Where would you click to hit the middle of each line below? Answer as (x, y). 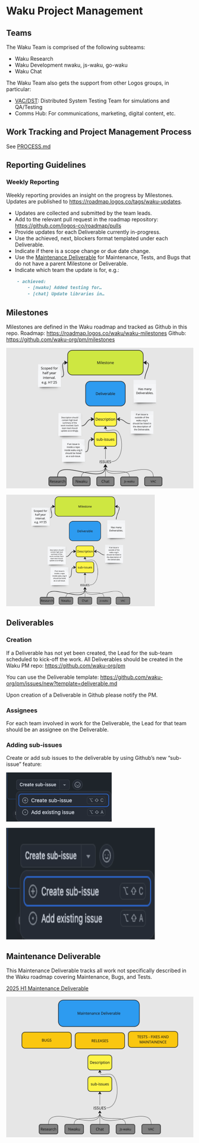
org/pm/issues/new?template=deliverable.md (62, 683)
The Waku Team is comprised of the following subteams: (76, 47)
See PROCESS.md (29, 146)
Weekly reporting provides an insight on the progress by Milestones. (90, 195)
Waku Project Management (75, 11)
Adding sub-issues (34, 745)
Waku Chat (28, 71)
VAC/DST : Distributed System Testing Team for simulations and (92, 101)
